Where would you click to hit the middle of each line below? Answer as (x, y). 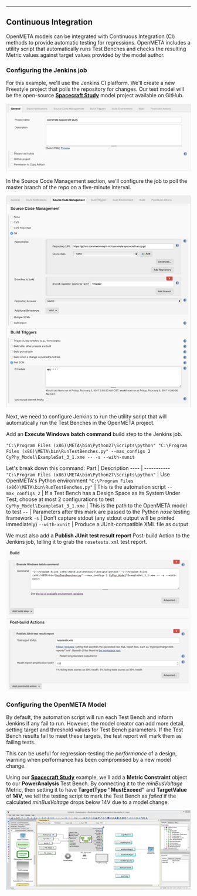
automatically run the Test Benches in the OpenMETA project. (80, 423)
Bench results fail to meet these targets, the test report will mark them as (94, 736)
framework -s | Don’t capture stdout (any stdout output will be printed (90, 518)
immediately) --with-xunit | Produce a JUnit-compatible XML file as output (97, 524)
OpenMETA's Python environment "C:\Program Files (70, 481)
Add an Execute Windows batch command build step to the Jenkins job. (94, 434)
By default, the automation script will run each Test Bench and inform (90, 717)
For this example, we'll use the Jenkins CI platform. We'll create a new (91, 83)
